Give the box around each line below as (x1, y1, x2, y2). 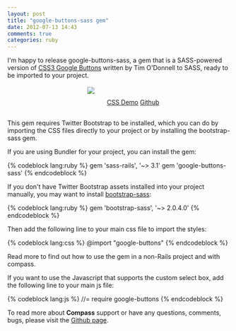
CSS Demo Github (107, 98, 160, 107)
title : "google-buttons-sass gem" (7, 17, 110, 24)
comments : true (7, 30, 52, 37)
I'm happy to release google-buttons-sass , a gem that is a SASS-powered (7, 56, 223, 64)
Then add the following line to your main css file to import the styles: (7, 225, 207, 233)
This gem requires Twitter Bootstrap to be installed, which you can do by (7, 119, 219, 127)
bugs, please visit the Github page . (7, 316, 109, 325)
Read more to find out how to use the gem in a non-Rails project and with (7, 252, 220, 261)
